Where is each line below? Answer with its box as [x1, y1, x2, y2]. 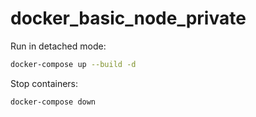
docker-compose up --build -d [10, 59, 137, 69]
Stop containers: [10, 77, 79, 89]
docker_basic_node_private [10, 7, 247, 30]
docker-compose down [10, 97, 97, 107]
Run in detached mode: [10, 40, 107, 52]
